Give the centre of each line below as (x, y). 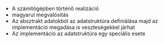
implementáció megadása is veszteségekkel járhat (73, 27)
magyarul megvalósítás (40, 15)
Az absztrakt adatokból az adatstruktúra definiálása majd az (85, 21)
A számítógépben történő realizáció (55, 9)
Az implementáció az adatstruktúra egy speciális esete (78, 34)
